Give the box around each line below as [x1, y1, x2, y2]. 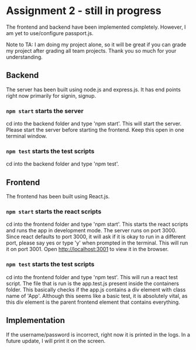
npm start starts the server [6, 107, 84, 115]
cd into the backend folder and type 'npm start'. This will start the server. [6, 120, 182, 127]
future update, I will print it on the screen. [6, 337, 106, 344]
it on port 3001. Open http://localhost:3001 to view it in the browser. [6, 246, 169, 253]
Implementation [6, 315, 66, 325]
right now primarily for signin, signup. [6, 92, 97, 99]
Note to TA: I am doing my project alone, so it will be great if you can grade [6, 41, 187, 48]
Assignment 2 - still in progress [6, 4, 162, 18]
